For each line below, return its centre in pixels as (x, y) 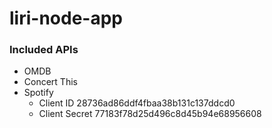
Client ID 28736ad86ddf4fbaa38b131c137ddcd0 (137, 103)
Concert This (50, 82)
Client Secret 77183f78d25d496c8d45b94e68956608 (150, 114)
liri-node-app (66, 18)
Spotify (38, 93)
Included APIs (44, 50)
